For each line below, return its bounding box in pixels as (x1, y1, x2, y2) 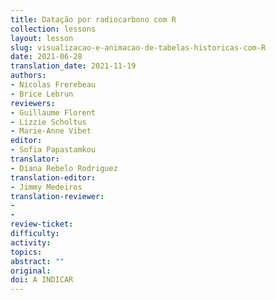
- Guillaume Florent (10, 107, 97, 118)
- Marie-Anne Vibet (10, 126, 92, 136)
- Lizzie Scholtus (10, 117, 87, 127)
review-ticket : (10, 219, 74, 230)
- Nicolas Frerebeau (10, 80, 97, 90)
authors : (10, 71, 47, 81)
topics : (10, 247, 43, 257)
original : (10, 266, 52, 276)
